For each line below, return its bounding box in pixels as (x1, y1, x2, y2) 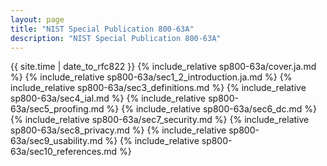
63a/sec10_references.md (10, 146, 118, 158)
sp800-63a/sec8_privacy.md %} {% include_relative (10, 124, 227, 136)
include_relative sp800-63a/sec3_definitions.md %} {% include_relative (10, 82, 307, 94)
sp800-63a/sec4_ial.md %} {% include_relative (10, 92, 207, 105)
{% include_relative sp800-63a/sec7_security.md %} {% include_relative (10, 114, 310, 126)
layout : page (10, 14, 65, 25)
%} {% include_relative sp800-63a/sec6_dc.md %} (106, 103, 317, 115)
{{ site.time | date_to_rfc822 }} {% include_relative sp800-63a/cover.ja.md (10, 61, 317, 73)
